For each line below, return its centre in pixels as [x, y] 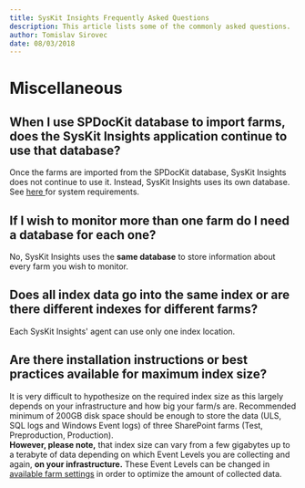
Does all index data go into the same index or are [149, 295]
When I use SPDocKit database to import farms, [147, 122]
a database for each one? [83, 235]
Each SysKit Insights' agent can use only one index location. [122, 331]
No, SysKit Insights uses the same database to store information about [142, 257]
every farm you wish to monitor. [69, 266]
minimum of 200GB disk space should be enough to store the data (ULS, [146, 415]
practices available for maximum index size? [138, 374]
